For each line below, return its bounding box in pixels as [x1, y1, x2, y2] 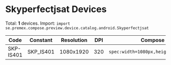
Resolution [61, 36, 88, 43]
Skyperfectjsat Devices [5, 4, 107, 15]
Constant [30, 36, 52, 43]
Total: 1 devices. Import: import [5, 20, 70, 26]
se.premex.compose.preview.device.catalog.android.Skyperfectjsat [5, 25, 149, 31]
